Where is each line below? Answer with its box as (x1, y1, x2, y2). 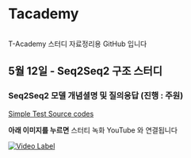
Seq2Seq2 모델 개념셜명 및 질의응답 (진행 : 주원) (8, 91, 184, 102)
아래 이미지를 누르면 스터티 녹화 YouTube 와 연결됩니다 (8, 125, 178, 135)
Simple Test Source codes (8, 109, 94, 118)
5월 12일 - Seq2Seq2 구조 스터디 (8, 64, 162, 78)
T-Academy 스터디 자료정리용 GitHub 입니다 (8, 39, 147, 48)
